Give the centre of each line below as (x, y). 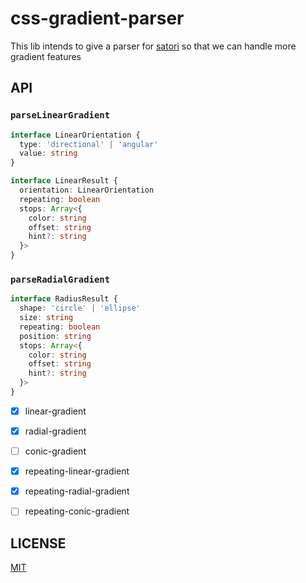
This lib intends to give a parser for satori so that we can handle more (153, 46)
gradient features (46, 56)
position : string (55, 336)
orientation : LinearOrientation (87, 190)
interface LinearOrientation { (75, 135)
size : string (46, 318)
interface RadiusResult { (64, 299)
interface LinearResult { (64, 181)
